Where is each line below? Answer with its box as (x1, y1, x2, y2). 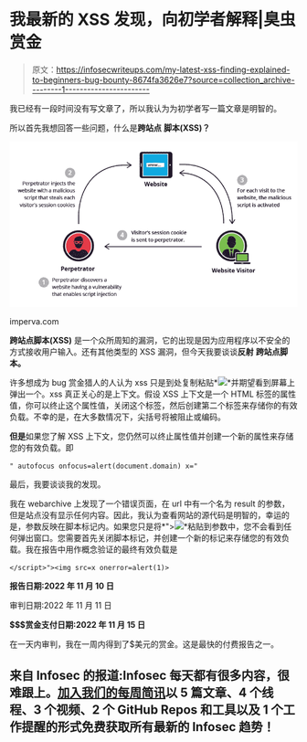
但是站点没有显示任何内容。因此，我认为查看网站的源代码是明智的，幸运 (9, 509, 281, 520)
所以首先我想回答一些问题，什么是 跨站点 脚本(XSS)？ (9, 122, 210, 133)
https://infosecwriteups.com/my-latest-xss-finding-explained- (56, 64, 291, 75)
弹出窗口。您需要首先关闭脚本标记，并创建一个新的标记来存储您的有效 (16, 532, 281, 543)
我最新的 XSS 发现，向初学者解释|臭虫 (9, 9, 296, 30)
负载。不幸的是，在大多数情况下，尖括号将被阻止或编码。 (9, 411, 226, 422)
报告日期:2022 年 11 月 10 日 (9, 580, 114, 591)
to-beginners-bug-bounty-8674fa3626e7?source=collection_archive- (31, 74, 295, 85)
